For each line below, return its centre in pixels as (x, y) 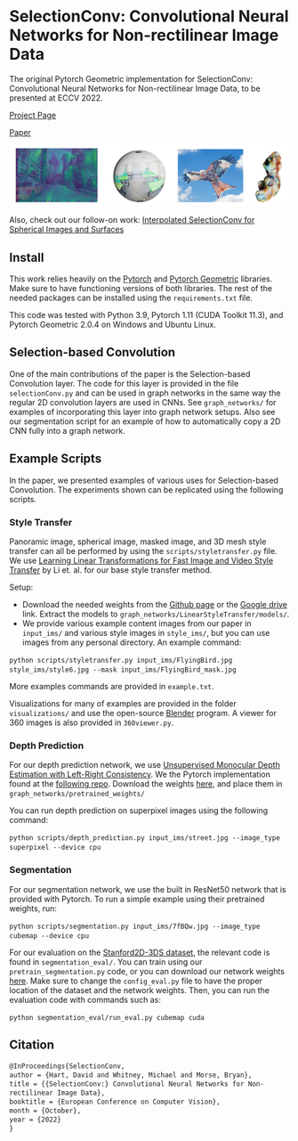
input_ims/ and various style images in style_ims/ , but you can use (146, 632)
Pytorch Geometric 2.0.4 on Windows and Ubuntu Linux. (113, 325)
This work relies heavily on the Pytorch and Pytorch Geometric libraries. (141, 279)
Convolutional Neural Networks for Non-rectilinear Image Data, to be (135, 88)
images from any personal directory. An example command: (132, 642)
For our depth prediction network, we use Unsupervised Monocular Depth (145, 765)
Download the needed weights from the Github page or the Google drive (154, 604)
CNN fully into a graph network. (68, 430)
